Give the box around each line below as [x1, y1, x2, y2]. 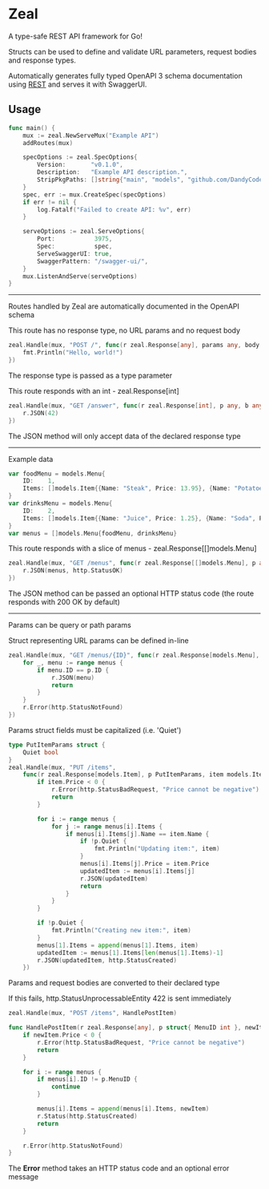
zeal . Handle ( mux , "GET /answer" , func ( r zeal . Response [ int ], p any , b [8, 402, 249, 410]
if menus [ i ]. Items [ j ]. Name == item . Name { [65, 830, 210, 838]
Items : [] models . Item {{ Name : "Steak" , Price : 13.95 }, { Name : [22, 484, 231, 493]
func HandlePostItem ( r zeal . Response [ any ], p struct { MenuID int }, [8, 1024, 242, 1032]
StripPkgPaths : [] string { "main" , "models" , [37, 176, 184, 184]
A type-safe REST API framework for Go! [8, 31, 143, 41]
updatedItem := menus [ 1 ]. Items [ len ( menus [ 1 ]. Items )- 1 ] [37, 948, 224, 956]
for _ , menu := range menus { [22, 658, 124, 666]
